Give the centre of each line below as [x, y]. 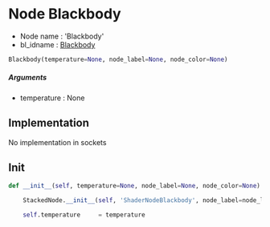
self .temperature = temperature [84, 215]
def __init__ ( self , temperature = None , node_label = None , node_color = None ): [136, 186]
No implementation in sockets [57, 142]
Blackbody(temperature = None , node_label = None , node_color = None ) [118, 59]
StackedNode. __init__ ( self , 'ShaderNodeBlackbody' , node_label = [133, 201]
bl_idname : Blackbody [57, 44]
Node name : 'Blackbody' [62, 36]
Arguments [28, 78]
